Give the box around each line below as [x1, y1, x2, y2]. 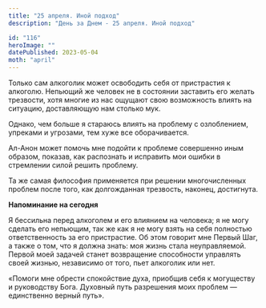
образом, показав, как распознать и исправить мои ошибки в [8, 152, 221, 161]
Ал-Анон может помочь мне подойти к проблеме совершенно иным [8, 144, 244, 152]
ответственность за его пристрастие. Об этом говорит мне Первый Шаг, [8, 233, 258, 241]
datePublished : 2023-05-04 [8, 49, 99, 57]
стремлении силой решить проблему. [8, 160, 139, 169]
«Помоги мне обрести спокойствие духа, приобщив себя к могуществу [8, 274, 256, 283]
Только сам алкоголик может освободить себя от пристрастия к [8, 78, 231, 87]
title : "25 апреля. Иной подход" [8, 11, 120, 20]
